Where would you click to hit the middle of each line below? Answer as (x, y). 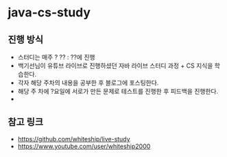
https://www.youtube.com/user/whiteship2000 (84, 146)
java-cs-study (49, 13)
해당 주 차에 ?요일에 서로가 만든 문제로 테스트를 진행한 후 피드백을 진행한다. (118, 91)
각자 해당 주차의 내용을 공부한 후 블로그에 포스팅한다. (88, 83)
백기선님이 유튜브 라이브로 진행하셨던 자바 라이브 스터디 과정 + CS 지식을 (115, 66)
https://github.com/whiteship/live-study (74, 139)
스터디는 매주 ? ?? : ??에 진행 (56, 57)
